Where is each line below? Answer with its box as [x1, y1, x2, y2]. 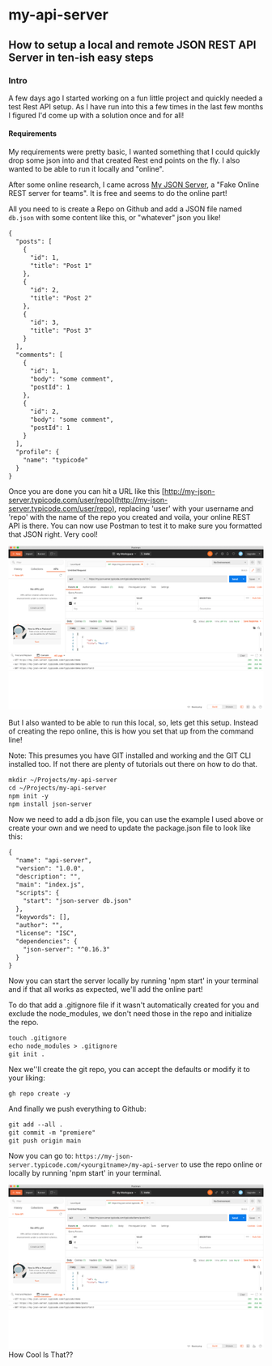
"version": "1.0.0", [15, 865, 85, 873]
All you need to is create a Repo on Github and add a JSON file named [8, 204, 243, 214]
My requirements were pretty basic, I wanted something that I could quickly [8, 147, 261, 157]
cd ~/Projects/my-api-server [8, 784, 107, 793]
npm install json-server [8, 800, 92, 809]
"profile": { [15, 448, 60, 457]
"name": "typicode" [23, 456, 89, 465]
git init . [8, 1050, 45, 1058]
